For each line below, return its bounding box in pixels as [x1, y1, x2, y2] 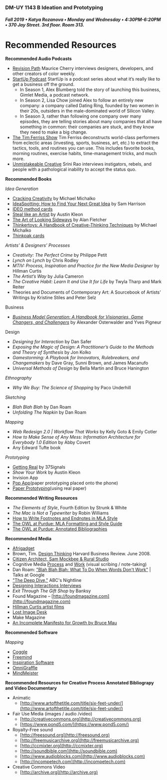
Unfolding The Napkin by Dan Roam [12, 409, 86, 415]
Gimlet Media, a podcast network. [19, 92, 90, 98]
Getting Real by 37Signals [12, 464, 66, 470]
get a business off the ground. [12, 82, 75, 88]
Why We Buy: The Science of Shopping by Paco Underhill [12, 385, 131, 391]
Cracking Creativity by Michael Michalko [12, 196, 96, 202]
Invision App [12, 475, 38, 481]
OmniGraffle [12, 665, 38, 671]
